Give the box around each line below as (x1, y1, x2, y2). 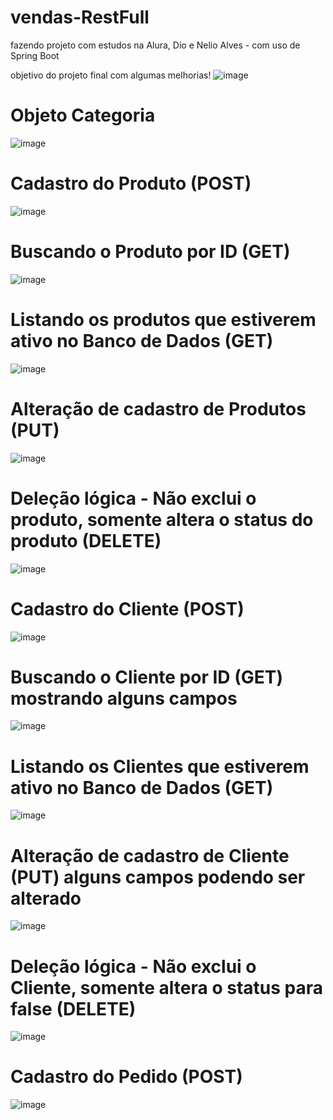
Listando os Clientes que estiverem (10, 755, 310, 778)
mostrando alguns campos (10, 687, 238, 710)
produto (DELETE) (10, 529, 162, 552)
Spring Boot (10, 49, 60, 61)
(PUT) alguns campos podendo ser (10, 866, 306, 888)
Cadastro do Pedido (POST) (10, 1066, 243, 1088)
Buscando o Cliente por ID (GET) (10, 666, 284, 688)
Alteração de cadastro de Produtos (10, 397, 307, 420)
